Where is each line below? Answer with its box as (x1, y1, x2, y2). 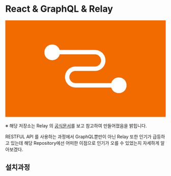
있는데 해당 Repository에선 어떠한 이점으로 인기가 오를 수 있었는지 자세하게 (10, 140, 159, 146)
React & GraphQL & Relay (5, 3, 113, 15)
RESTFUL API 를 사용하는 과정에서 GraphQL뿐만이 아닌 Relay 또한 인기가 (5, 134, 152, 140)
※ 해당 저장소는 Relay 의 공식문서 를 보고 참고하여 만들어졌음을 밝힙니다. (5, 123, 147, 129)
